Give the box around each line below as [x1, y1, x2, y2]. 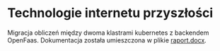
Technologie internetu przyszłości [7, 5, 214, 21]
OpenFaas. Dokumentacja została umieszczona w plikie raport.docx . [7, 35, 207, 44]
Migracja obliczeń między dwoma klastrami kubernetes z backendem [7, 28, 209, 37]
